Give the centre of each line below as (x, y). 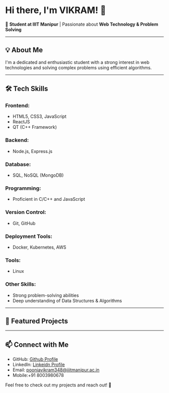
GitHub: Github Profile (35, 359)
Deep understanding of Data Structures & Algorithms (67, 300)
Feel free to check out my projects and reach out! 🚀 (58, 385)
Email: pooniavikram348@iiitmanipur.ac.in (56, 370)
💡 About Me (24, 50)
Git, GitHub (24, 223)
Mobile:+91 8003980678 (38, 375)
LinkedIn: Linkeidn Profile (39, 365)
